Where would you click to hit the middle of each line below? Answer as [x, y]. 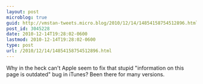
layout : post [23, 12]
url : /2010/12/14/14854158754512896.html [59, 51]
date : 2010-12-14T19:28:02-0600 [47, 34]
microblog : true [27, 17]
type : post [20, 46]
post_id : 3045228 [28, 28]
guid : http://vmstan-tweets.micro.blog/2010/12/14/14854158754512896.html [102, 23]
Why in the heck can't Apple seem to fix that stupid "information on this [95, 68]
